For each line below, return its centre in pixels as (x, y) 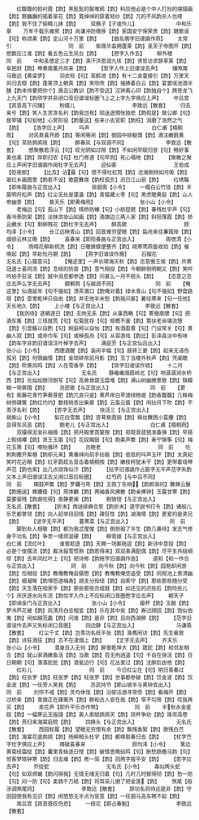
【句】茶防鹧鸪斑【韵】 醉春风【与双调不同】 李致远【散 (99, 142)
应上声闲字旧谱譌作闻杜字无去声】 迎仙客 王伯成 (98, 165)
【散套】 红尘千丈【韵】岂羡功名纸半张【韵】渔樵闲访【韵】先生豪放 (95, 633)
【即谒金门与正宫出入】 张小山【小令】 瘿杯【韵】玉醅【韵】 (99, 603)
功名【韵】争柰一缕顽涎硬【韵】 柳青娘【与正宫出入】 (86, 536)
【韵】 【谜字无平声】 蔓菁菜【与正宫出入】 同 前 (96, 521)
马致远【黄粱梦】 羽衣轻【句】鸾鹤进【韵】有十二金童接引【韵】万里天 (98, 75)
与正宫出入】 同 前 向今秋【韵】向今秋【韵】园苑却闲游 (96, 566)
